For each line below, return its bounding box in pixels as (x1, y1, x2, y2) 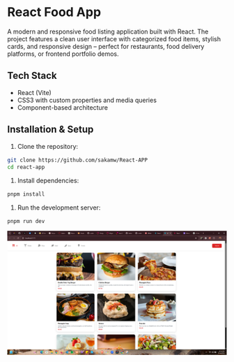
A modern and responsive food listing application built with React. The (7, 27, 209, 36)
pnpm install (7, 191, 45, 198)
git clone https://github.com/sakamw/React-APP (7, 157, 148, 164)
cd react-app (7, 164, 45, 171)
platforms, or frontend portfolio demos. (7, 50, 120, 58)
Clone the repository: (17, 142, 79, 150)
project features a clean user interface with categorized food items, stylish (7, 34, 221, 43)
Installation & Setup (7, 124, 94, 136)
